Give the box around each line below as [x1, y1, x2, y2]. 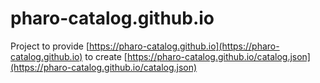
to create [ [84, 50, 128, 62]
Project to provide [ [10, 40, 90, 52]
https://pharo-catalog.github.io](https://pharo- [89, 40, 280, 52]
